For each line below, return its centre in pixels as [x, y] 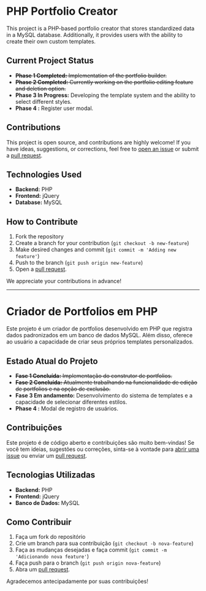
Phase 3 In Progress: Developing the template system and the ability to [105, 95]
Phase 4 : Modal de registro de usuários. [67, 408]
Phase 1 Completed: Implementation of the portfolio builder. [91, 76]
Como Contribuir [39, 522]
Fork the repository [40, 237]
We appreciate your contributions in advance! [64, 281]
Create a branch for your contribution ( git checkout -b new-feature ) [102, 243]
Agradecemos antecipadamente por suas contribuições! [77, 581]
